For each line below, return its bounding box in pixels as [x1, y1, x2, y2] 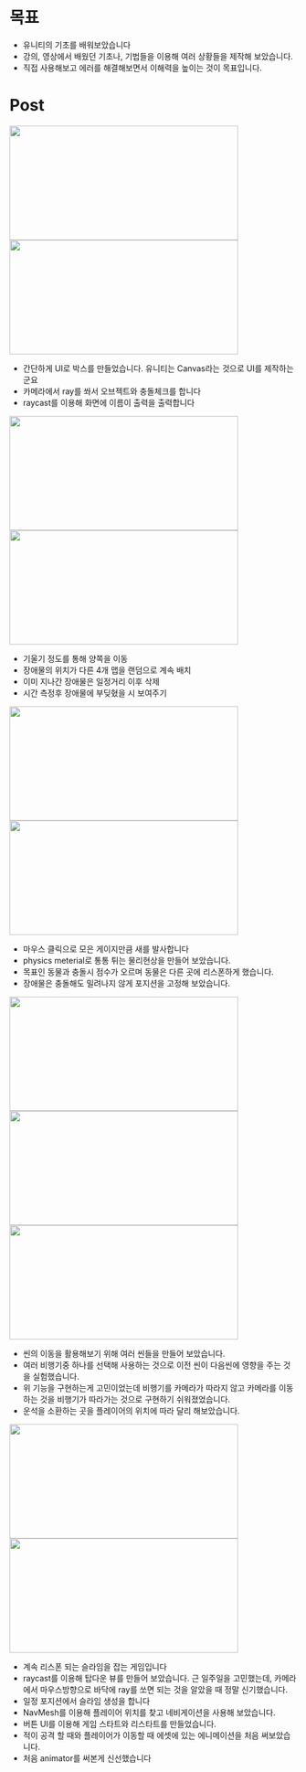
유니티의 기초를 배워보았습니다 [22, 39, 131, 50]
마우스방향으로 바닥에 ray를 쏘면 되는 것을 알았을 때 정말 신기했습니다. [39, 1683, 289, 1695]
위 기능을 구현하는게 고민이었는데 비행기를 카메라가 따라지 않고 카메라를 [22, 1382, 277, 1393]
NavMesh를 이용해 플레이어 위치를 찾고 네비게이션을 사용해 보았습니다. [22, 1706, 276, 1718]
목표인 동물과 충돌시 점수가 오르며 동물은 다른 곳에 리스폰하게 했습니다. [22, 966, 274, 977]
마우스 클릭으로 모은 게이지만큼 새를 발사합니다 [22, 943, 189, 955]
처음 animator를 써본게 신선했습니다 [22, 1752, 152, 1764]
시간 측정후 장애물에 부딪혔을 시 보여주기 [22, 687, 167, 699]
